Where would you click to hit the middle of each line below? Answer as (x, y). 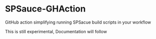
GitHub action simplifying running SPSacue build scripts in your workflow (78, 22)
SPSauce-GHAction (45, 9)
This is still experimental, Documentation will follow (56, 31)
